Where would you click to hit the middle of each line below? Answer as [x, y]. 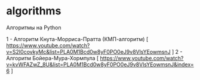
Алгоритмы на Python [34, 27]
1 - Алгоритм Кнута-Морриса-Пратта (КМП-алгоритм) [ [77, 39]
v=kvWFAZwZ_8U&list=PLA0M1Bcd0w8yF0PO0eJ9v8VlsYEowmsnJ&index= [100, 64]
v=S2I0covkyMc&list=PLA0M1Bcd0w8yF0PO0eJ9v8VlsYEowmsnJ [89, 51]
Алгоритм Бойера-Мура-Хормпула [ [53, 58]
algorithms [34, 11]
